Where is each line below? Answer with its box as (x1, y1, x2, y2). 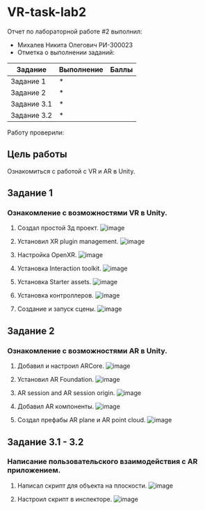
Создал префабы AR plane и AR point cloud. (17, 416, 146, 424)
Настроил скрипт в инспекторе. (17, 495, 113, 503)
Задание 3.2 (10, 110, 53, 120)
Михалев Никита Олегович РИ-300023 (17, 40, 133, 49)
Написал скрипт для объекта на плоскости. (17, 481, 147, 490)
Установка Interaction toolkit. (17, 264, 102, 272)
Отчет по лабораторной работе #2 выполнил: (7, 27, 142, 36)
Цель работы (7, 148, 67, 160)
